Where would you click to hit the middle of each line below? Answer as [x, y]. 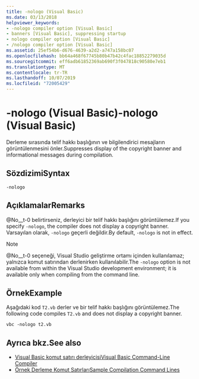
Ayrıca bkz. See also [44, 343]
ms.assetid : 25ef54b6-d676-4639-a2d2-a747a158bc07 [70, 51]
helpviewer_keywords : [33, 23]
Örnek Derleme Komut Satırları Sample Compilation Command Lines [97, 370]
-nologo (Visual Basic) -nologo [82, 113]
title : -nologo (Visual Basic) [45, 12]
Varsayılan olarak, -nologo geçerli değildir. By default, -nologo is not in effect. [99, 232]
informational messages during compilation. [60, 155]
